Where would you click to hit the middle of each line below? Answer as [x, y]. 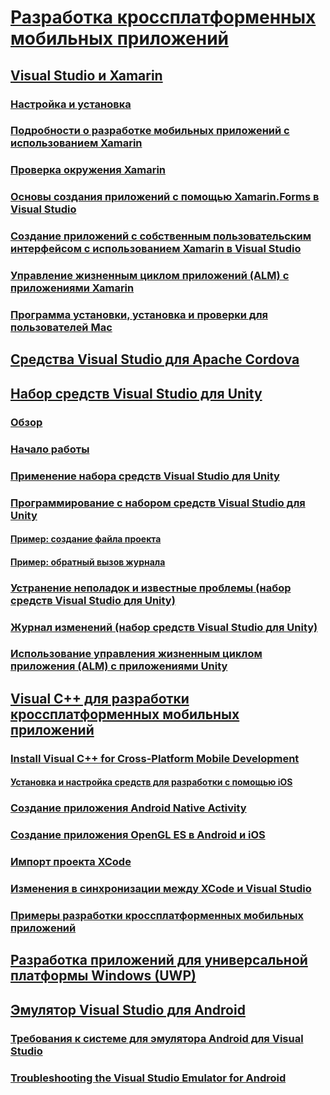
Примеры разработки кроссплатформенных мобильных [157, 915]
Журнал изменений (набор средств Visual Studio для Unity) [164, 627]
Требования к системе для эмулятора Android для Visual [157, 1038]
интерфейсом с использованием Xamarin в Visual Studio [156, 249]
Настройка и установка [71, 104]
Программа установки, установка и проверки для [139, 315]
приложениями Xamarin [72, 288]
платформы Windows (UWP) [103, 976]
